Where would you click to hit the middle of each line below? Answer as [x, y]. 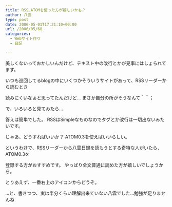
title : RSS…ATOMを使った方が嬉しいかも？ [46, 10]
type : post [17, 19]
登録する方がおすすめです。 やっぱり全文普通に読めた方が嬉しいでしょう [82, 165]
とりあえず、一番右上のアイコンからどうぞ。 [52, 182]
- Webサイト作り [25, 39]
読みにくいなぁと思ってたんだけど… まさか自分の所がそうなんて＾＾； [80, 97]
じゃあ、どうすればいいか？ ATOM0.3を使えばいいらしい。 [68, 137]
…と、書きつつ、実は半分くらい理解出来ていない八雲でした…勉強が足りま [83, 193]
